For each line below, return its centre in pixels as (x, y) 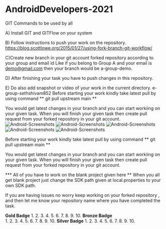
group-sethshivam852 (28, 93)
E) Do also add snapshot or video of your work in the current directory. (78, 88)
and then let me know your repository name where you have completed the (83, 200)
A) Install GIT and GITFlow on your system (49, 33)
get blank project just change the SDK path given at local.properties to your (83, 180)
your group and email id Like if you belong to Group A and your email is (78, 63)
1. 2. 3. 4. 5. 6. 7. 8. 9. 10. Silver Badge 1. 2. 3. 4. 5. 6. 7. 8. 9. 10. (70, 221)
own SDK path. (21, 185)
